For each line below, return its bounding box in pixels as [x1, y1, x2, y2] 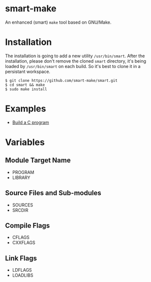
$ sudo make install [5, 87, 48, 92]
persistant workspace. [5, 69, 51, 74]
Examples [5, 103, 46, 114]
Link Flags [5, 254, 37, 262]
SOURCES [12, 202, 33, 208]
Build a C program [12, 119, 49, 125]
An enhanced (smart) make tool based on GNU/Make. [5, 19, 112, 25]
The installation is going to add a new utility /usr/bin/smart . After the [5, 53, 145, 59]
